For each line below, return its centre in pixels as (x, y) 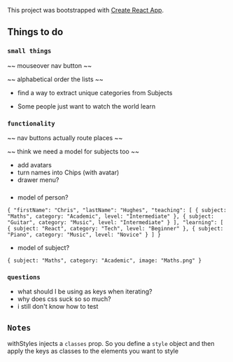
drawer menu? (38, 180)
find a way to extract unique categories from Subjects (95, 92)
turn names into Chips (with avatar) (68, 172)
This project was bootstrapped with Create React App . (86, 10)
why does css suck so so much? (64, 299)
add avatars (35, 165)
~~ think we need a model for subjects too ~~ (73, 151)
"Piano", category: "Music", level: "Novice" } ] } (84, 235)
